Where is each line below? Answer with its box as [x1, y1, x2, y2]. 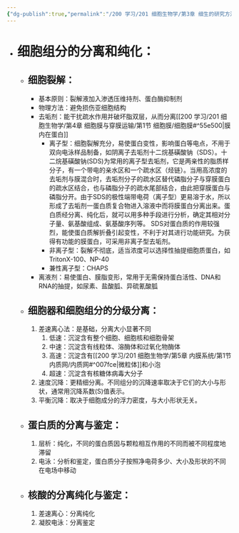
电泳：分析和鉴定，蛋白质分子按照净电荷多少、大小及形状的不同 [38, 457, 226, 466]
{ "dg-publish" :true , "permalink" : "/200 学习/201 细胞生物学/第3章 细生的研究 [6, 10, 225, 18]
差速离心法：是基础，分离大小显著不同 [38, 325, 151, 333]
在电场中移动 [38, 466, 76, 474]
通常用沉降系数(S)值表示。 [51, 387, 129, 396]
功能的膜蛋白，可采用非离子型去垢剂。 [61, 237, 175, 245]
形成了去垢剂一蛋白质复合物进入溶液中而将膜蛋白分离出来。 [49, 201, 225, 210]
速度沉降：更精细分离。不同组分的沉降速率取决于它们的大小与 [38, 378, 220, 387]
